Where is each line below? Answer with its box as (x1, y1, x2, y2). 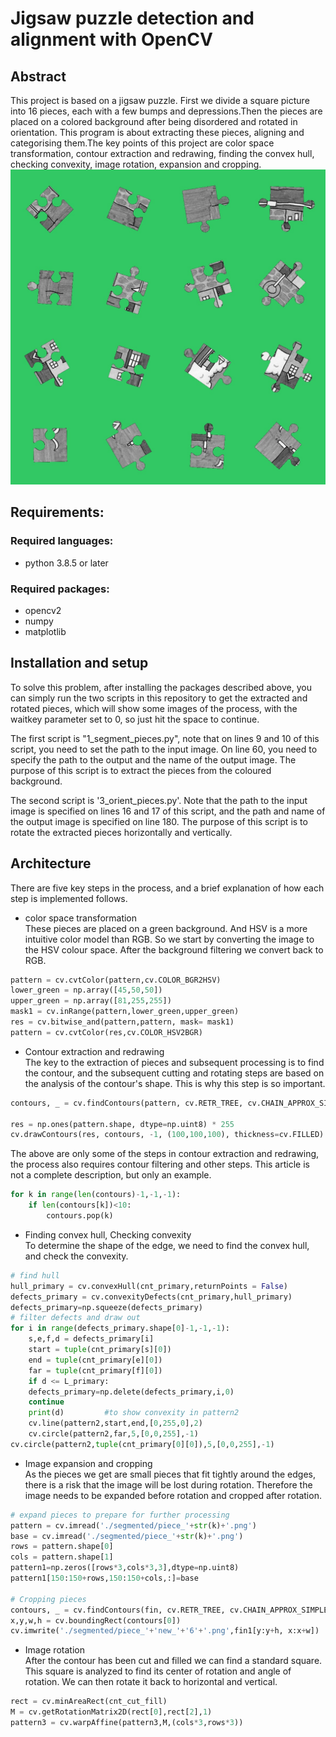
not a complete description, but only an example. (10, 1169, 212, 1181)
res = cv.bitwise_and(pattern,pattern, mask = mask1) (10, 1017, 235, 1027)
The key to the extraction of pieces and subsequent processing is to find (24, 1056, 325, 1068)
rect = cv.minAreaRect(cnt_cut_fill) (10, 1697, 168, 1707)
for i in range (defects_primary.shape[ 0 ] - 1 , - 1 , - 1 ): (10, 1323, 230, 1334)
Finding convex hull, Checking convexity (24, 1228, 192, 1241)
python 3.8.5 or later (24, 557, 109, 569)
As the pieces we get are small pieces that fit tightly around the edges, (24, 1468, 316, 1480)
